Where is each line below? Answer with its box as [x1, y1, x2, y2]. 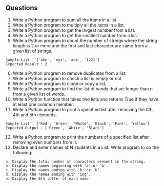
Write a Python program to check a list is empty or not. [12, 75, 123, 81]
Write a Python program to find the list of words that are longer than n [12, 85, 153, 92]
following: [12, 149, 33, 155]
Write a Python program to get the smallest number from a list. [12, 32, 139, 38]
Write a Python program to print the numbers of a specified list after [12, 134, 149, 140]
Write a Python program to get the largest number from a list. [12, 27, 136, 33]
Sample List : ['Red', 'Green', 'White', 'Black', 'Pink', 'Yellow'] [5, 121, 150, 126]
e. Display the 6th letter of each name [5, 176, 89, 181]
